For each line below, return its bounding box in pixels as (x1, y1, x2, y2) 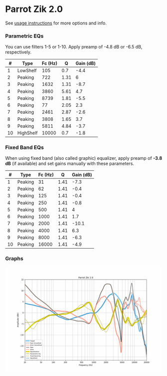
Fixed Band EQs (5, 144, 44, 151)
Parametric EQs (5, 32, 44, 39)
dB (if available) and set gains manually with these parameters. (5, 161, 135, 167)
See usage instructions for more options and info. (5, 20, 107, 26)
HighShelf (17, 130, 38, 136)
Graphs (5, 255, 23, 262)
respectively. (5, 49, 31, 55)
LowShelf (17, 67, 37, 73)
